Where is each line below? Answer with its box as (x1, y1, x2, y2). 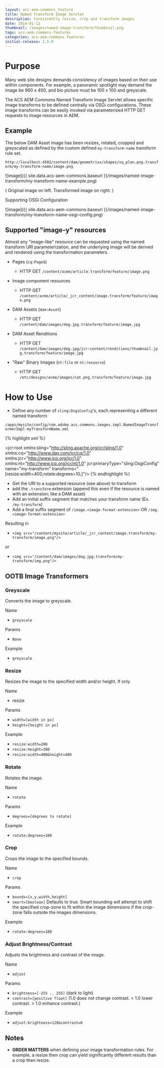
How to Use (5, 392, 53, 402)
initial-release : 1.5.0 (5, 39, 54, 44)
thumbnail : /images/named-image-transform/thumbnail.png (5, 26, 124, 31)
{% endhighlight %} (90, 471, 131, 477)
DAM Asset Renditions (12, 331, 58, 337)
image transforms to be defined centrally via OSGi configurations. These (5, 102, 152, 108)
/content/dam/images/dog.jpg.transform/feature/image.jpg (19, 322, 141, 327)
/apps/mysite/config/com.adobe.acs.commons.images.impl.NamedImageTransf (5, 423, 159, 427)
